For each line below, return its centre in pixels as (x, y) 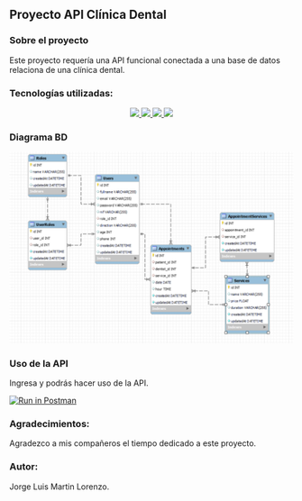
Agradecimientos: (50, 424)
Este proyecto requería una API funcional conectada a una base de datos (145, 60)
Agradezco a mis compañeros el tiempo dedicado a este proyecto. (133, 443)
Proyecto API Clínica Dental (88, 15)
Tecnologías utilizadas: (61, 93)
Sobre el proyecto (49, 41)
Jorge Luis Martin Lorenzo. (59, 487)
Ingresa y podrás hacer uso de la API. (79, 383)
